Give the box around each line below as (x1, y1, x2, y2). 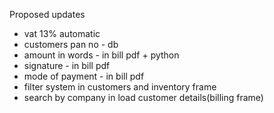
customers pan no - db (23, 39, 119, 50)
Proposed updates (9, 9, 86, 20)
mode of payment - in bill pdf (23, 70, 145, 82)
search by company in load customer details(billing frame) (23, 92, 264, 103)
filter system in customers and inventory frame (23, 81, 217, 93)
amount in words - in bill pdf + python (23, 49, 180, 61)
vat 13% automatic (23, 28, 101, 39)
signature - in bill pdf (23, 60, 111, 71)
